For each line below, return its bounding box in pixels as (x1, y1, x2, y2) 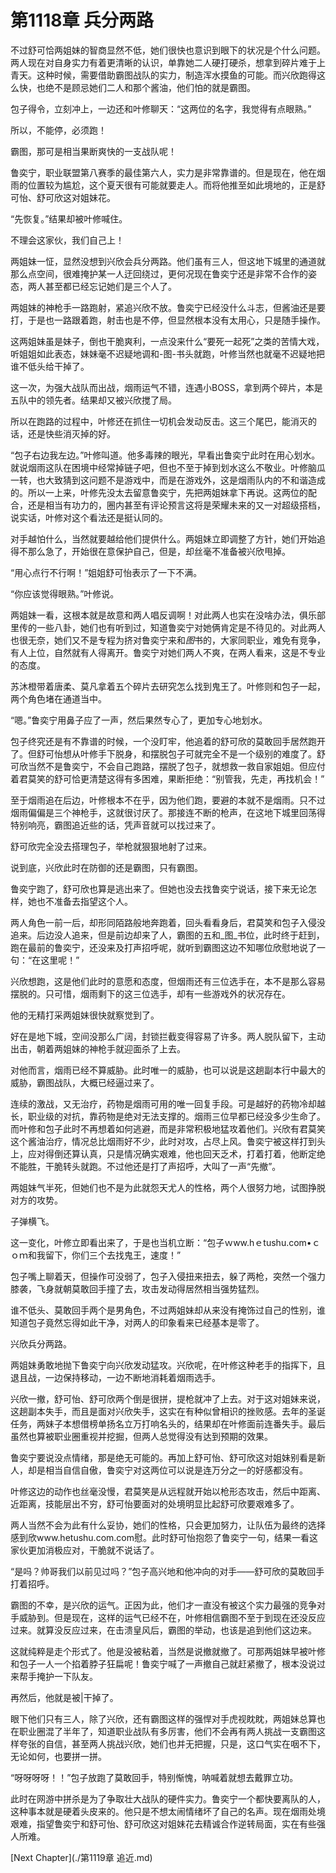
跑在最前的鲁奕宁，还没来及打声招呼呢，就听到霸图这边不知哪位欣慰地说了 (10, 941, 317, 953)
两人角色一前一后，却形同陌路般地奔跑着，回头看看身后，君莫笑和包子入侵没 (10, 916, 326, 928)
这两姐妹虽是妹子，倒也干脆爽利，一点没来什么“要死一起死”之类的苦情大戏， (10, 335, 325, 347)
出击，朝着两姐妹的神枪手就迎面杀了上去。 (10, 1042, 186, 1055)
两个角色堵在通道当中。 (10, 692, 107, 705)
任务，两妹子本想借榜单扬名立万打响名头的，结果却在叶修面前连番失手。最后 (10, 1417, 326, 1430)
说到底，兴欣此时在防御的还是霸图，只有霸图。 (10, 861, 203, 873)
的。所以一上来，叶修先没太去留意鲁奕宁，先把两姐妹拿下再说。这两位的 (10, 486, 308, 498)
